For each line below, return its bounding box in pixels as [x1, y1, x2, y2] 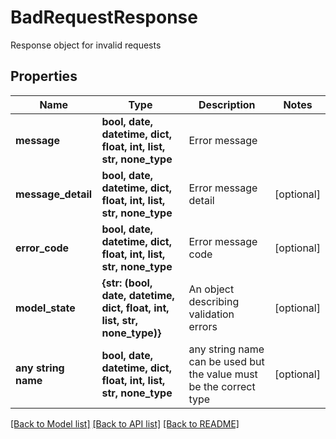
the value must [188, 367, 258, 381]
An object [188, 282, 235, 296]
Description [198, 97, 256, 111]
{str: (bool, [101, 276, 153, 290]
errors [188, 319, 218, 333]
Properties [10, 68, 78, 85]
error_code [15, 241, 70, 255]
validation [188, 307, 235, 321]
